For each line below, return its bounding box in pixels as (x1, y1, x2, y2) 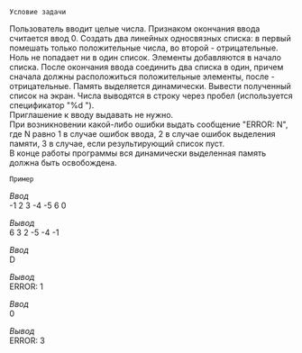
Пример (9, 175, 34, 184)
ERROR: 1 (9, 281, 43, 292)
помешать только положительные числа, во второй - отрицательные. (9, 42, 279, 53)
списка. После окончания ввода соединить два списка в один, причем (9, 62, 284, 72)
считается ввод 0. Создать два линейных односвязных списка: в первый (9, 33, 291, 43)
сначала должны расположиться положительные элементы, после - (9, 71, 275, 82)
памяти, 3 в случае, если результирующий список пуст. (9, 139, 225, 149)
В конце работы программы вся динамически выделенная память (9, 148, 267, 158)
